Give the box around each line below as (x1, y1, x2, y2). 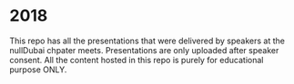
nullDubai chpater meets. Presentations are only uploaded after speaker (9, 44, 279, 55)
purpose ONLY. (9, 64, 67, 75)
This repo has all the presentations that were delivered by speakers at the (9, 35, 285, 46)
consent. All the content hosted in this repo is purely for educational (9, 54, 264, 65)
